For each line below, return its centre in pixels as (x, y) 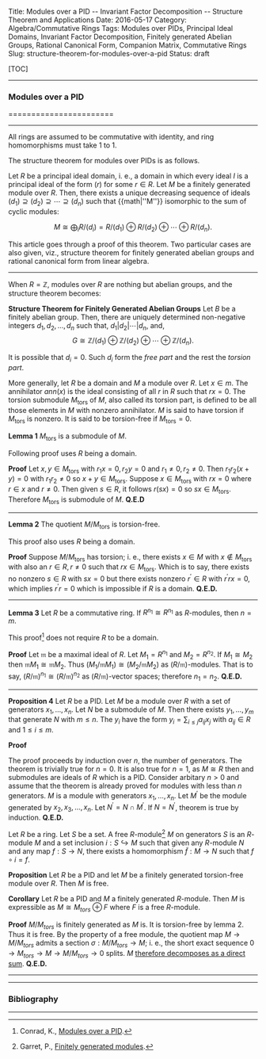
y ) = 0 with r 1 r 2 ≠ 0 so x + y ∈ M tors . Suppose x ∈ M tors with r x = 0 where (130, 480)
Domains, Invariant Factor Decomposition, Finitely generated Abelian (120, 36)
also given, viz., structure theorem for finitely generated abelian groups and (131, 252)
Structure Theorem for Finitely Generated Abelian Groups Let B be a (122, 308)
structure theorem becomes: (55, 293)
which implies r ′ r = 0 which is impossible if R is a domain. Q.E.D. (113, 587)
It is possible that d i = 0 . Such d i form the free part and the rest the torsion (129, 358)
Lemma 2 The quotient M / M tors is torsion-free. (84, 525)
